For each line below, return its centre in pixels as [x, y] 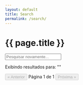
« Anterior [16, 77]
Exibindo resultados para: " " [33, 67]
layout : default [21, 10]
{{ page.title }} [35, 43]
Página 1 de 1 [41, 77]
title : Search [19, 14]
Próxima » [67, 77]
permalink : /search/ [26, 19]
